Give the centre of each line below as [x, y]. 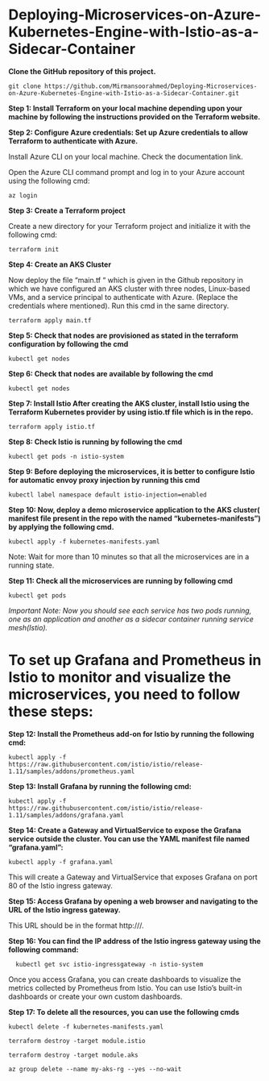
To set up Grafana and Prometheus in [135, 661]
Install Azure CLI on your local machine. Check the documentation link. [126, 156]
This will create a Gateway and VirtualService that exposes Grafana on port [133, 877]
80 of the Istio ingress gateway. [60, 885]
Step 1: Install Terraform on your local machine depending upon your [126, 108]
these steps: [51, 712]
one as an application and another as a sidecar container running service [131, 619]
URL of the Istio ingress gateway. [64, 909]
